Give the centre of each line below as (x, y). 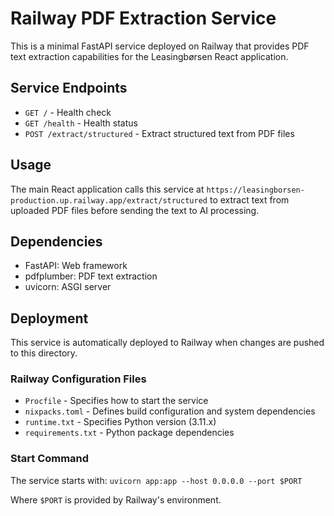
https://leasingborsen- (255, 190)
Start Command (50, 459)
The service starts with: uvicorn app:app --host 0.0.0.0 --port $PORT (156, 480)
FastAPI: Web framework (76, 266)
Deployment (49, 318)
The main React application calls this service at (107, 189)
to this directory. (44, 353)
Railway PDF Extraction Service (143, 18)
